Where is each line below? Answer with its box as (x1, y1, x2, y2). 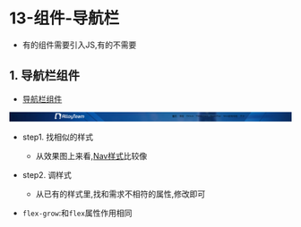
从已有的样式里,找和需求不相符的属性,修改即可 (35, 189, 206, 199)
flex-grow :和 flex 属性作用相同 (21, 207, 133, 218)
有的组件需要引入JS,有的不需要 (21, 39, 137, 50)
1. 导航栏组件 (9, 68, 81, 83)
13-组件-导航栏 (9, 8, 120, 29)
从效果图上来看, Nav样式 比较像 (35, 150, 148, 161)
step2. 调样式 (21, 169, 72, 180)
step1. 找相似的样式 (21, 131, 94, 142)
